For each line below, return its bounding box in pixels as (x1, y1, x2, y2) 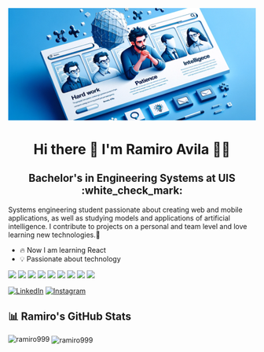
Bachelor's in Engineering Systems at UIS (28, 172, 236, 185)
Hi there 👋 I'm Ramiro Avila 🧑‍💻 (33, 140, 231, 158)
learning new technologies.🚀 (8, 230, 101, 239)
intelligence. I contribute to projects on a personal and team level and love (8, 221, 247, 231)
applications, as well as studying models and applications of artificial (8, 213, 230, 223)
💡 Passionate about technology (19, 254, 122, 263)
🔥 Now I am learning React (19, 245, 106, 254)
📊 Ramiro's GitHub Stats (8, 310, 132, 323)
